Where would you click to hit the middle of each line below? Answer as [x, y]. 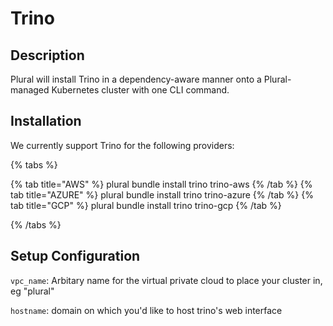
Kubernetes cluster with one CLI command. [140, 90]
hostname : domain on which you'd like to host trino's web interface [146, 310]
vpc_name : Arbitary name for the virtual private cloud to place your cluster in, [166, 280]
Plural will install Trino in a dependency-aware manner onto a [136, 79]
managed [30, 90]
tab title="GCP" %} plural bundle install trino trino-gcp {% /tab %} [146, 205]
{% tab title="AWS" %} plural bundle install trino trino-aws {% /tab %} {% [161, 184]
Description [47, 55]
